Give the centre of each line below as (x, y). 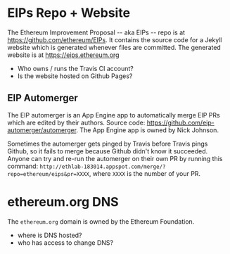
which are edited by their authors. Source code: (76, 122)
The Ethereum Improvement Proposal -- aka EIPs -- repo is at (96, 32)
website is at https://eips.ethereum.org (63, 55)
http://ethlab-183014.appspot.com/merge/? (103, 167)
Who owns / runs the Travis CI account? (75, 68)
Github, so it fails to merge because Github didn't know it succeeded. (108, 151)
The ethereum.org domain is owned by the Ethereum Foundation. (101, 221)
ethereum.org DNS (63, 202)
